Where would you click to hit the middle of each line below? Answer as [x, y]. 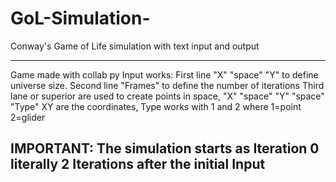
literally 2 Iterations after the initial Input [138, 164]
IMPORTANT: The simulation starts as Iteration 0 [165, 148]
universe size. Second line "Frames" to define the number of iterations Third [167, 85]
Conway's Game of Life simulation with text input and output [135, 46]
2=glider [28, 117]
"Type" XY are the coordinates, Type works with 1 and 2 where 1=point [156, 106]
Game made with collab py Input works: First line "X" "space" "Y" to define [164, 74]
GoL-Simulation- [80, 18]
